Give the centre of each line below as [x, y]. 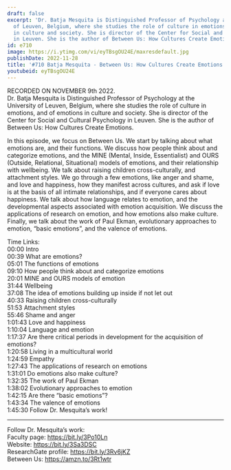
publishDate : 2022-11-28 [43, 58]
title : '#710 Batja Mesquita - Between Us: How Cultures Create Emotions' [117, 65]
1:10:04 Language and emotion [51, 329]
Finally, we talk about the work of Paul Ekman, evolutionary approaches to [112, 221]
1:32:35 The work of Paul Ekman [53, 381]
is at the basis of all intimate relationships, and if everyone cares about [107, 192]
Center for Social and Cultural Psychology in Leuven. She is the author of [111, 120]
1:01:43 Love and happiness [46, 322]
